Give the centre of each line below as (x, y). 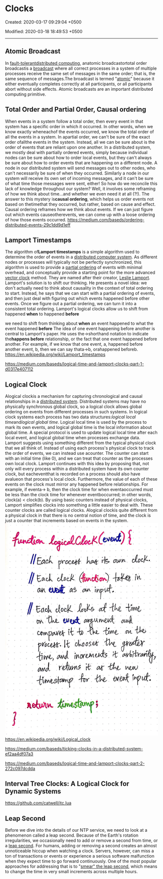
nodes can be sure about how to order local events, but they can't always (78, 157)
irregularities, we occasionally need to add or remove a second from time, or (81, 840)
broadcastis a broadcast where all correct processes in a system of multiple (81, 68)
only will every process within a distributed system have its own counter (77, 469)
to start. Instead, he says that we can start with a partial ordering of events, (80, 293)
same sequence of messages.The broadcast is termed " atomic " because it (80, 78)
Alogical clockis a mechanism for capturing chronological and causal (74, 396)
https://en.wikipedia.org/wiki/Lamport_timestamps (55, 354)
